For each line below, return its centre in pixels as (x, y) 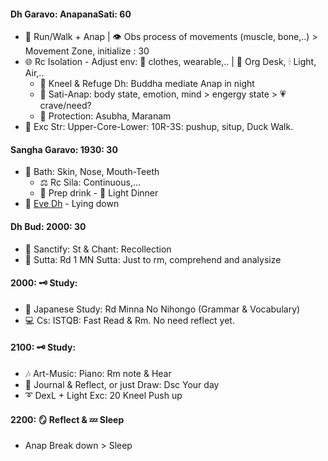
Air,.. (34, 73)
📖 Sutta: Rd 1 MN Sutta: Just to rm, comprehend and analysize (153, 259)
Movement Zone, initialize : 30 (87, 51)
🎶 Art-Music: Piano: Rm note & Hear (98, 374)
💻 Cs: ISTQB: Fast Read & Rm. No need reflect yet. (129, 320)
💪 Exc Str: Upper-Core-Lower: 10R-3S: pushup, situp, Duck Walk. (159, 127)
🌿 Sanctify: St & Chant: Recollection (98, 249)
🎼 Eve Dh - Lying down (72, 204)
